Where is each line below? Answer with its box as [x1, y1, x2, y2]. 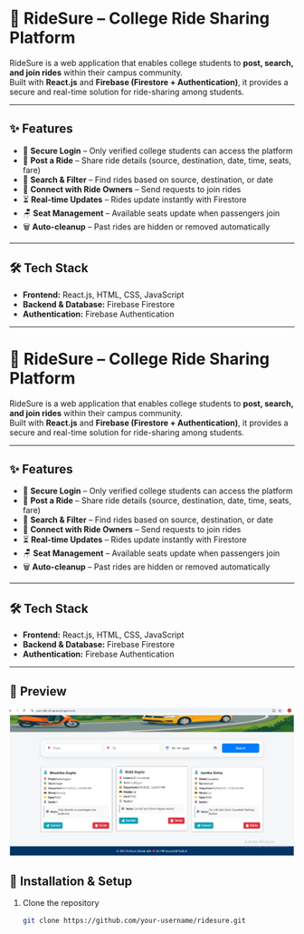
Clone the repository [22, 898, 100, 909]
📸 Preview [9, 684, 67, 699]
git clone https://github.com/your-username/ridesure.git [22, 916, 246, 926]
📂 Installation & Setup [9, 873, 133, 889]
